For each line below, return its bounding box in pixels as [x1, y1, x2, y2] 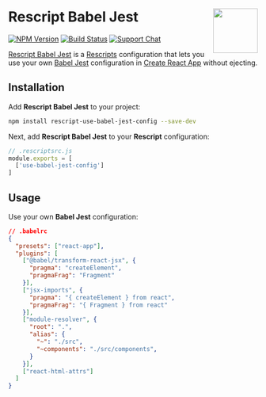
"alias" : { [28, 330, 66, 338]
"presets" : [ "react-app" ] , [15, 242, 104, 250]
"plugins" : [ [15, 250, 59, 258]
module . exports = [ [8, 155, 73, 162]
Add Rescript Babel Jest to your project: [8, 101, 141, 111]
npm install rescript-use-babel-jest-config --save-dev [8, 117, 196, 125]
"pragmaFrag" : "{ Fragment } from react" [28, 301, 169, 309]
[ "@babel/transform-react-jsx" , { [22, 257, 136, 265]
